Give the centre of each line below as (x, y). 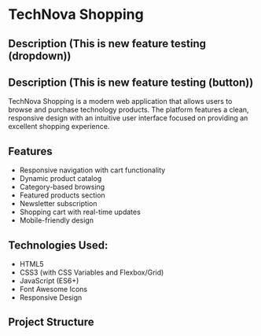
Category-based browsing (62, 187)
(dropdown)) (40, 55)
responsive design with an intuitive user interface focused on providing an (128, 118)
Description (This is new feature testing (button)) (131, 82)
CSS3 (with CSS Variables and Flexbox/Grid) (92, 272)
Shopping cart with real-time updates (80, 212)
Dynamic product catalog (61, 179)
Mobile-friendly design (57, 220)
